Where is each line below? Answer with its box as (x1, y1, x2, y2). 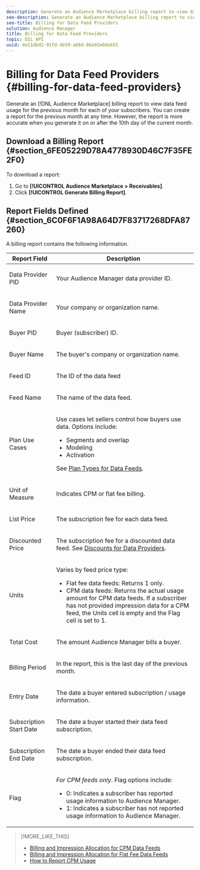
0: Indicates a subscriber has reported (66, 789, 173, 798)
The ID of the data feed (56, 372, 121, 380)
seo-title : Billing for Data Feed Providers (6, 20, 118, 26)
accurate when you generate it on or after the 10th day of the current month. (6, 119, 193, 126)
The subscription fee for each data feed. (56, 515, 168, 524)
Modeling (66, 444, 93, 452)
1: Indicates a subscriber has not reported (66, 804, 183, 813)
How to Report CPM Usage (29, 857, 96, 865)
